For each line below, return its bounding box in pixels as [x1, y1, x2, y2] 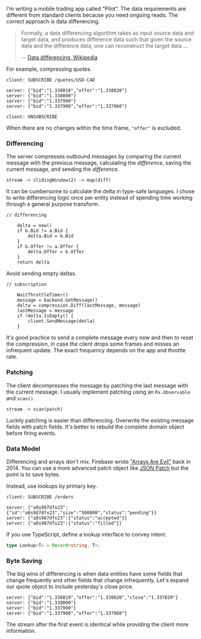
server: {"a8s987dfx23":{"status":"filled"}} [6, 520, 122, 526]
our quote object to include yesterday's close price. [6, 583, 134, 590]
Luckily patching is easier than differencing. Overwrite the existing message [6, 416, 194, 424]
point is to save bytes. [6, 470, 61, 478]
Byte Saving [6, 556, 43, 565]
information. [6, 627, 37, 635]
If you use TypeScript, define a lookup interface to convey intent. [6, 530, 167, 538]
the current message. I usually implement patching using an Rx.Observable [6, 388, 191, 395]
